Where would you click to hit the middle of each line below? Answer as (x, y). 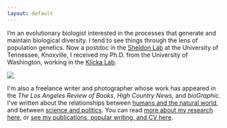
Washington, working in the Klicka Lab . (62, 62)
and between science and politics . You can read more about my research (110, 110)
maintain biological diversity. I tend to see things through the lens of (103, 40)
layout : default (30, 13)
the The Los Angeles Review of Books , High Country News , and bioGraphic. (114, 95)
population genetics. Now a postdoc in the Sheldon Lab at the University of (113, 47)
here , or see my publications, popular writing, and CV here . (90, 117)
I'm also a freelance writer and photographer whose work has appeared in (112, 88)
